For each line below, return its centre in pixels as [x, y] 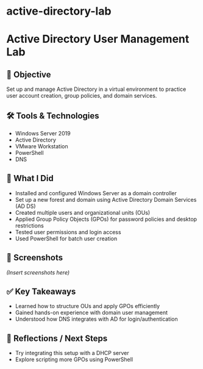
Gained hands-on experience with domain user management [91, 313]
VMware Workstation [41, 146]
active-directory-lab [59, 11]
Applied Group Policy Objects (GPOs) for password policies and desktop [106, 219]
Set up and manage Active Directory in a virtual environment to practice [96, 89]
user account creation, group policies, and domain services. [82, 96]
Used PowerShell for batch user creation [66, 238]
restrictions [29, 225]
